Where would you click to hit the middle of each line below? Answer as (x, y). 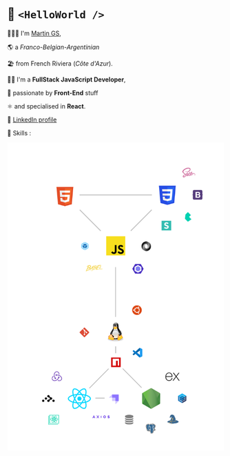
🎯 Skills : (19, 133)
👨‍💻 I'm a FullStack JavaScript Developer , (66, 79)
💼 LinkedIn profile (32, 120)
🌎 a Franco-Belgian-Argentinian (53, 47)
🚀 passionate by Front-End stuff (53, 93)
